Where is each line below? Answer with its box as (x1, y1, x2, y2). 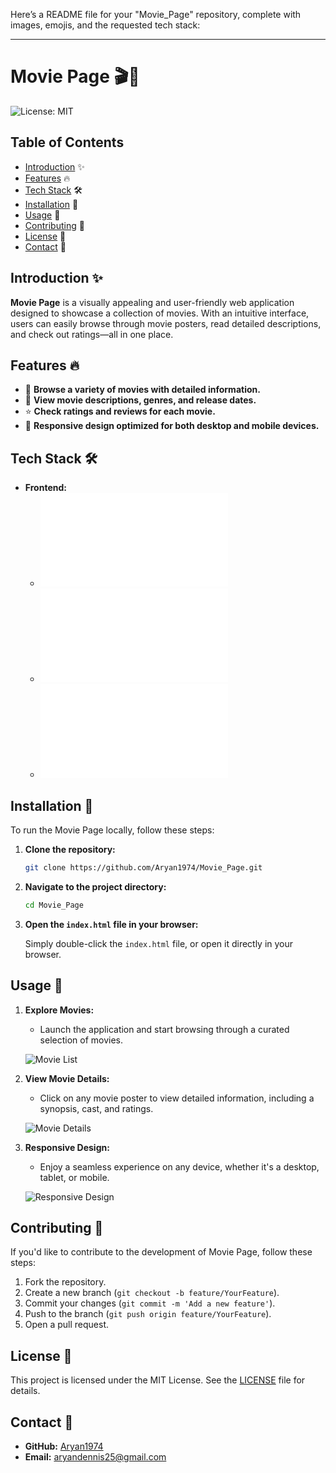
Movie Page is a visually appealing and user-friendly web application (10, 296, 295, 308)
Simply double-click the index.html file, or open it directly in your (24, 937, 294, 949)
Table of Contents (10, 134, 125, 151)
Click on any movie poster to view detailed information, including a (39, 1092, 315, 1104)
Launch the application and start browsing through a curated (39, 1023, 290, 1035)
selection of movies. (39, 1034, 124, 1046)
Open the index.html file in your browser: (24, 918, 199, 930)
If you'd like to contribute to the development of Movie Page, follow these (10, 1246, 313, 1258)
